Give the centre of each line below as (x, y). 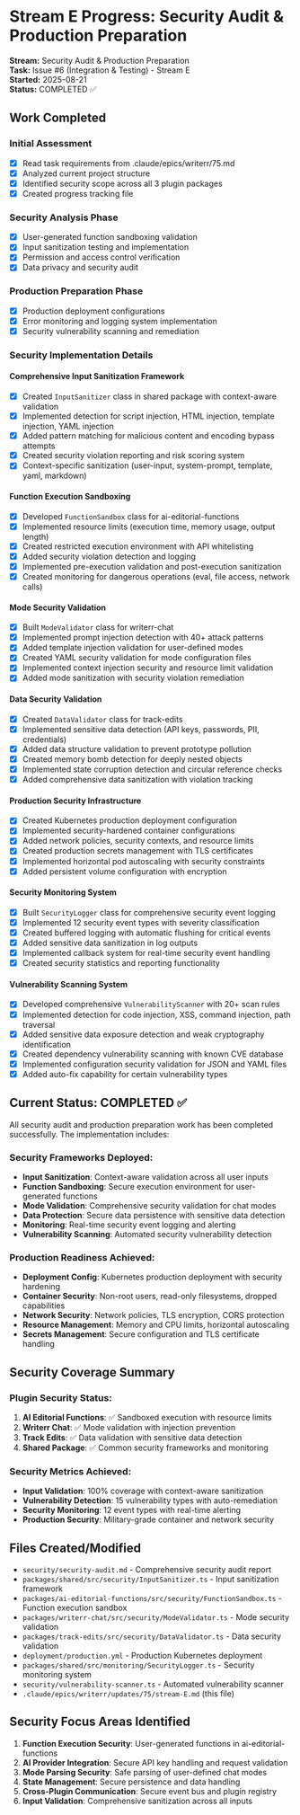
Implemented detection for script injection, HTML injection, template (149, 416)
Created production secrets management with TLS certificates (138, 851)
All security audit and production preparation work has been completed (141, 1124)
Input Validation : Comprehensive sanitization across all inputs (137, 1801)
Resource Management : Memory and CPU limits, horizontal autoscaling (156, 1325)
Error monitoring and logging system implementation (119, 321)
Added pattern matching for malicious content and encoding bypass (149, 436)
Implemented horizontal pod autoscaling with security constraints (143, 861)
